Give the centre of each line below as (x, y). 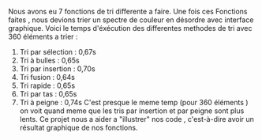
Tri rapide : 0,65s (47, 85)
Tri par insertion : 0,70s (58, 69)
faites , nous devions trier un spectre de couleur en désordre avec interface (131, 20)
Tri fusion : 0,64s (47, 77)
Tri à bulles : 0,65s (50, 60)
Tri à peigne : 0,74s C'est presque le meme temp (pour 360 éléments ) (134, 102)
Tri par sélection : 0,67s (58, 52)
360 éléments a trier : (43, 36)
